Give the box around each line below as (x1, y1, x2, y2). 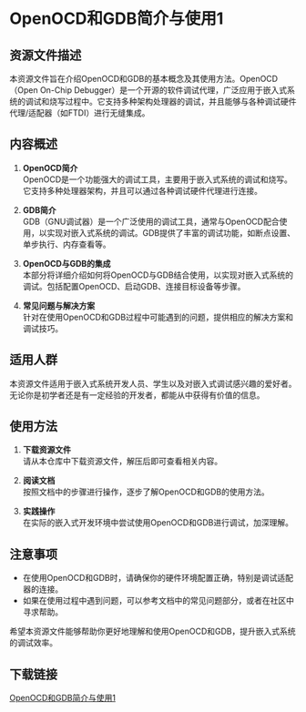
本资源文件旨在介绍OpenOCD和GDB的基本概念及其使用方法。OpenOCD (9, 74, 279, 84)
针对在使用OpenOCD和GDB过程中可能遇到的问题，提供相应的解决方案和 (22, 311, 294, 322)
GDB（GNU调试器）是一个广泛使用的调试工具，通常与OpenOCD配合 (22, 216, 280, 227)
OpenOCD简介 (22, 162, 78, 173)
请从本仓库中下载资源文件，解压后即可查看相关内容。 (22, 456, 223, 467)
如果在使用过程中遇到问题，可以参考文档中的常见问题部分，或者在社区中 (22, 595, 294, 606)
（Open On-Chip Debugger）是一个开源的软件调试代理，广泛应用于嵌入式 (9, 85, 288, 96)
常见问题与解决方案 (22, 300, 96, 310)
